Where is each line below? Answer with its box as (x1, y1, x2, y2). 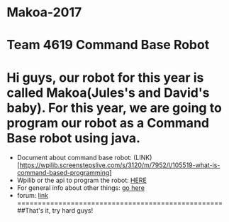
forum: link (16, 191, 49, 200)
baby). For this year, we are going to (6, 100, 223, 116)
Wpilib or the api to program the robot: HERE (16, 176, 147, 185)
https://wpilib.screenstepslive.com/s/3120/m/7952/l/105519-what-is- (19, 161, 220, 169)
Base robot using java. (6, 129, 141, 146)
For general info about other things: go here (16, 184, 145, 192)
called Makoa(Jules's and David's (6, 85, 210, 100)
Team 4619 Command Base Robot (6, 37, 210, 53)
